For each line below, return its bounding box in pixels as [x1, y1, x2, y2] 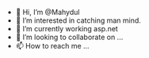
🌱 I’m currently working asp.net [15, 24, 119, 33]
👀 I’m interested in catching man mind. [15, 16, 141, 25]
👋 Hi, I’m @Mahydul [15, 8, 80, 16]
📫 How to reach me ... [15, 42, 90, 50]
